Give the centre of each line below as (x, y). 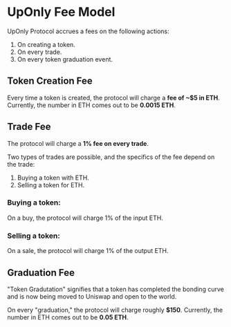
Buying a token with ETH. (53, 178)
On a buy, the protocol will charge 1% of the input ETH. (85, 218)
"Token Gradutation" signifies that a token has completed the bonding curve (116, 289)
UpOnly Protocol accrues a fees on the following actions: (88, 31)
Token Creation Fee (50, 81)
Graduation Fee (41, 273)
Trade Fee (29, 127)
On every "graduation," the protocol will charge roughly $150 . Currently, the (115, 310)
